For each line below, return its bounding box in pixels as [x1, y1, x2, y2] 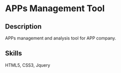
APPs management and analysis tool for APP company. [5, 35, 117, 41]
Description [5, 22, 42, 31]
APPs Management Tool [5, 3, 105, 14]
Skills [5, 49, 22, 57]
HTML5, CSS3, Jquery [5, 62, 50, 68]
